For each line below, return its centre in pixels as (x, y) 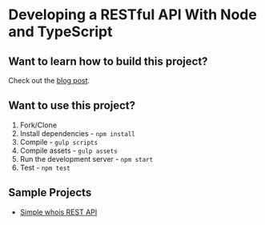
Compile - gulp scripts (59, 142)
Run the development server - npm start (86, 159)
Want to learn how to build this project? (108, 61)
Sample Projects (50, 193)
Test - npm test (45, 167)
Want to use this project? (72, 106)
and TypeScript (60, 32)
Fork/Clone (38, 125)
